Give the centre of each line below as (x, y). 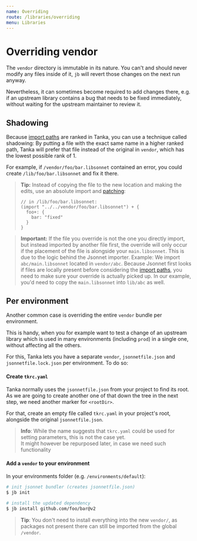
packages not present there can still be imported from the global (98, 526)
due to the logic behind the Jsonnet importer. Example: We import (100, 257)
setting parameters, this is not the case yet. (73, 437)
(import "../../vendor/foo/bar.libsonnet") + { (80, 207)
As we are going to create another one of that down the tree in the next (92, 396)
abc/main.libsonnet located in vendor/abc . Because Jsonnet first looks (106, 264)
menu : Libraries (26, 22)
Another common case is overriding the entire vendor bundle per (84, 315)
